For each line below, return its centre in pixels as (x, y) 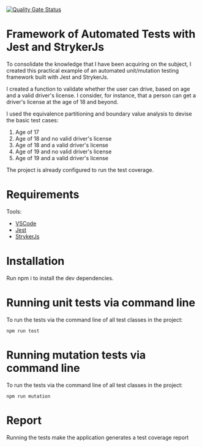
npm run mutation (28, 396)
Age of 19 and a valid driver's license (62, 158)
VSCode (26, 223)
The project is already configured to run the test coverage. (80, 170)
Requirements (43, 195)
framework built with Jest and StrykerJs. (58, 77)
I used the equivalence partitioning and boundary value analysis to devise (99, 114)
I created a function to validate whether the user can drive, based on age (98, 89)
